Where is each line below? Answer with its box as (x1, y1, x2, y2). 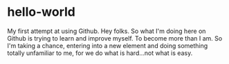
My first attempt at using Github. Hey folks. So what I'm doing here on (7, 27, 206, 35)
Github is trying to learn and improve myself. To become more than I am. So (7, 34, 223, 42)
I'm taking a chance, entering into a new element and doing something (7, 41, 208, 50)
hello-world (7, 4, 76, 20)
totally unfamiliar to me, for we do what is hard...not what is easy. (7, 49, 193, 57)
